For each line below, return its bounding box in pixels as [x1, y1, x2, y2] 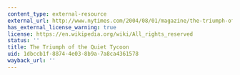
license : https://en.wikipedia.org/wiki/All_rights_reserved [7, 30, 194, 38]
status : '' [7, 37, 40, 44]
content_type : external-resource [7, 10, 107, 18]
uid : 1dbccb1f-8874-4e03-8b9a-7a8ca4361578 [7, 51, 139, 58]
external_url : [7, 17, 50, 24]
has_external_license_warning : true [7, 24, 116, 31]
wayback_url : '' [7, 57, 56, 64]
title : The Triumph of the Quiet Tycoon [7, 44, 130, 51]
